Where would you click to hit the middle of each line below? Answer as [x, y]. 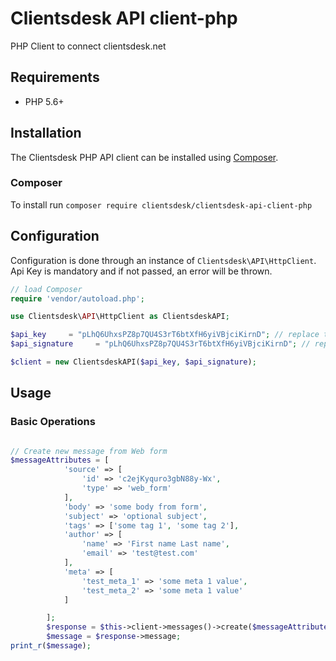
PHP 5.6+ [44, 101]
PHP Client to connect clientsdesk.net [88, 46]
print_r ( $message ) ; [51, 646]
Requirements [55, 77]
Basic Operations [53, 422]
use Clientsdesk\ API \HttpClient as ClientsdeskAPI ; [120, 317]
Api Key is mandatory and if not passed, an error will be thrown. [141, 271]
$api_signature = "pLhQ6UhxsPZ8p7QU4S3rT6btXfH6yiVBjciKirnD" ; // [160, 344]
